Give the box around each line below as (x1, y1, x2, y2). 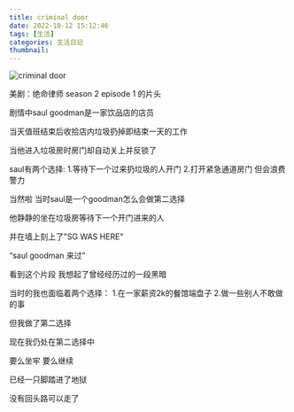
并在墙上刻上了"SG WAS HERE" (9, 231, 124, 242)
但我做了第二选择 (9, 318, 72, 329)
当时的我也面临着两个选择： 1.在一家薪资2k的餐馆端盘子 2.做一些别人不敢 (9, 288, 276, 299)
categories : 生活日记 (9, 37, 84, 47)
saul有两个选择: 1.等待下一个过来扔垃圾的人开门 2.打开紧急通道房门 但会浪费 (9, 164, 286, 175)
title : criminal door (9, 12, 89, 22)
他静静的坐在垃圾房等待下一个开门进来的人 (9, 213, 165, 223)
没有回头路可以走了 (9, 393, 80, 404)
